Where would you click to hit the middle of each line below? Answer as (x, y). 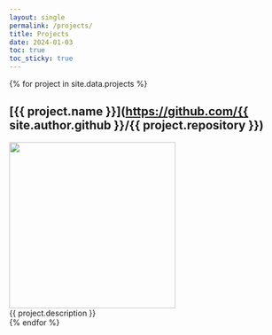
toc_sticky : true (41, 58)
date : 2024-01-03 (41, 42)
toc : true (27, 51)
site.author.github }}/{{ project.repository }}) (136, 125)
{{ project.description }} (53, 313)
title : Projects (39, 34)
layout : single (37, 17)
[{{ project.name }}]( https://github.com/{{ (129, 112)
